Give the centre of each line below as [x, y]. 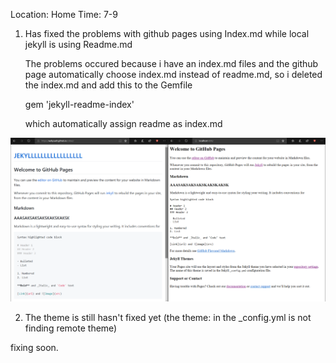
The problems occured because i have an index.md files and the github [171, 63]
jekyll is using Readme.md [78, 44]
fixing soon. [34, 348]
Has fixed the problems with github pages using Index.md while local [167, 33]
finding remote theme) [71, 328]
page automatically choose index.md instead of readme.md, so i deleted [173, 74]
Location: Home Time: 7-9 [64, 14]
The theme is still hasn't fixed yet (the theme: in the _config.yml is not [168, 318]
